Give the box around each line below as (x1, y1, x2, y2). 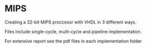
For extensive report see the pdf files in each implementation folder (4, 38, 142, 44)
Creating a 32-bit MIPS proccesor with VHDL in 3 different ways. (4, 19, 137, 25)
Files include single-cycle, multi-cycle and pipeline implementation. (4, 28, 142, 34)
